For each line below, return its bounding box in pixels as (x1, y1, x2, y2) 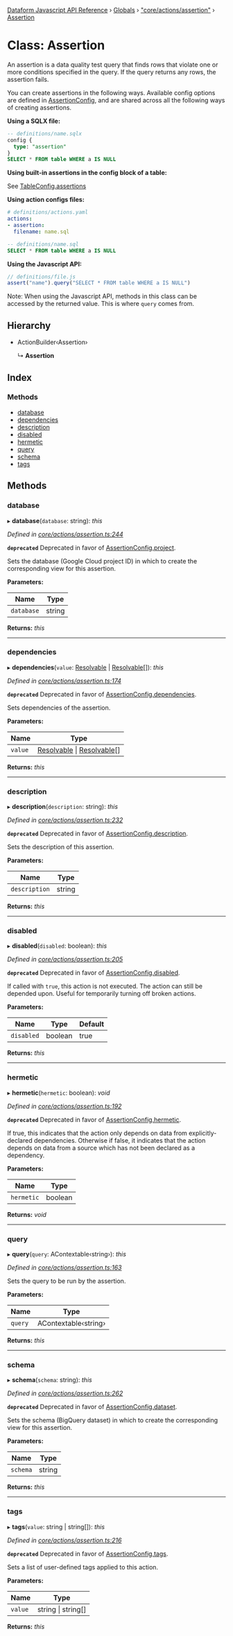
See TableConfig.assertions (7, 182, 87, 190)
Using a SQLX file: (7, 117, 61, 125)
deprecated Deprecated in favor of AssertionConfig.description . (7, 829, 189, 838)
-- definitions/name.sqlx (7, 130, 82, 137)
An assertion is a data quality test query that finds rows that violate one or (7, 60, 218, 69)
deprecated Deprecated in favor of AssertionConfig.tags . (7, 1549, 169, 1558)
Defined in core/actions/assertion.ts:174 (7, 676, 121, 685)
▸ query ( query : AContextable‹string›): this (7, 1250, 127, 1258)
